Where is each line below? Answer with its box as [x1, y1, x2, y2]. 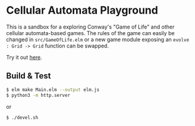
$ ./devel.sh [6, 114, 39, 121]
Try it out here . [6, 53, 43, 61]
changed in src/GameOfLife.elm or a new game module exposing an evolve [6, 36, 189, 43]
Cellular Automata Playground [6, 4, 159, 17]
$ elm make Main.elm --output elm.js [6, 87, 100, 93]
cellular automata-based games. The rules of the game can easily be [6, 29, 175, 36]
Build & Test [6, 71, 51, 81]
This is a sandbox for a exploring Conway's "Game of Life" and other [6, 23, 175, 30]
